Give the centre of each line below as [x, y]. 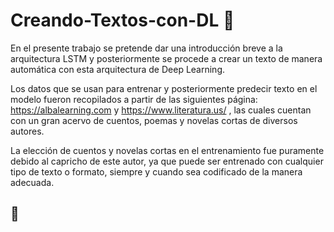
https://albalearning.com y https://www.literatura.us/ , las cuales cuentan [161, 110]
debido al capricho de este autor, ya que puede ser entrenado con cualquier [167, 161]
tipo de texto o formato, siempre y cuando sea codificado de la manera [156, 171]
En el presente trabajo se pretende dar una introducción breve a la [146, 48]
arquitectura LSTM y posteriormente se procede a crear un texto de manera [166, 58]
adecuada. [32, 182]
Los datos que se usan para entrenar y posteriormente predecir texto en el [164, 88]
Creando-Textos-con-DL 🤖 [122, 20]
